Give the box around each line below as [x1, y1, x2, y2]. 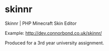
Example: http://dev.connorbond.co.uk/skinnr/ [5, 30, 102, 36]
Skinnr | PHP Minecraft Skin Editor [5, 20, 77, 26]
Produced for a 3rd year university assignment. [5, 39, 104, 46]
